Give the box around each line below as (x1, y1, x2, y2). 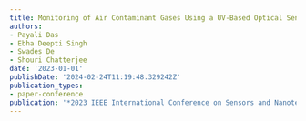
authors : (9, 22, 43, 31)
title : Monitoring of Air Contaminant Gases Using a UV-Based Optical (9, 13, 283, 23)
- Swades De (9, 47, 55, 56)
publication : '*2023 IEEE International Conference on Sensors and (9, 97, 271, 107)
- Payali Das (9, 30, 59, 39)
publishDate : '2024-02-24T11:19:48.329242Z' (9, 73, 181, 82)
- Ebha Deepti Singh (9, 38, 88, 48)
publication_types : (9, 81, 84, 90)
